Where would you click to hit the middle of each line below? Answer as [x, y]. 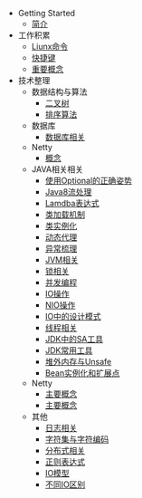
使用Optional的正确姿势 [89, 181]
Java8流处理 [68, 192]
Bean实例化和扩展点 [82, 373]
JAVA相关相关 [57, 169]
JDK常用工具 [69, 350]
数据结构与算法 [59, 91]
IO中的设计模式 [73, 316]
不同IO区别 [65, 484]
